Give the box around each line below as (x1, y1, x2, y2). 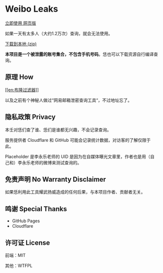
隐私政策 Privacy (5, 113, 56, 121)
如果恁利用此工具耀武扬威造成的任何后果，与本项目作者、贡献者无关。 (5, 189, 146, 195)
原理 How (5, 73, 34, 81)
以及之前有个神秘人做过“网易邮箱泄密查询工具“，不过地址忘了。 (5, 97, 132, 103)
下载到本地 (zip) (5, 40, 37, 47)
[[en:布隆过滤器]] (5, 87, 39, 93)
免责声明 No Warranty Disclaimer (5, 175, 106, 183)
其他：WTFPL (5, 263, 33, 269)
